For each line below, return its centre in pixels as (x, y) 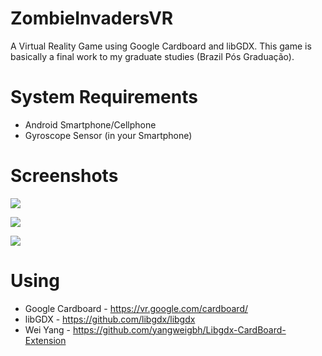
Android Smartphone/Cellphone (90, 124)
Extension (45, 340)
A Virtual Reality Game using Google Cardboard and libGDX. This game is (161, 46)
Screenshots (64, 176)
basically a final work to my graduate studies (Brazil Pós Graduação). (152, 56)
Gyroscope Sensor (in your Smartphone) (108, 135)
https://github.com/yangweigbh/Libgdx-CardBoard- (179, 329)
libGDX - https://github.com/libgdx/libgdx (110, 319)
